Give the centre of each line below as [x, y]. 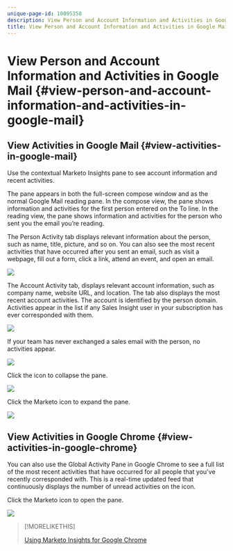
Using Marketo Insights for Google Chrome [85, 540]
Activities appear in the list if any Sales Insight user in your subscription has [115, 308]
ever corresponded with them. [50, 315]
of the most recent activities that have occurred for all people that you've [112, 472]
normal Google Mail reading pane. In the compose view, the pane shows [110, 202]
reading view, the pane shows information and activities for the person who [115, 216]
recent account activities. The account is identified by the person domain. [112, 300]
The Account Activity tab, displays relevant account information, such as [111, 286]
